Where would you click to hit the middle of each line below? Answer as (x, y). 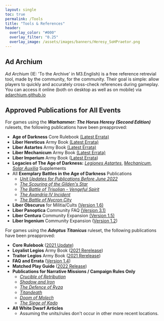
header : (13, 28)
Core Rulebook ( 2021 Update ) (43, 245)
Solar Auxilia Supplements (39, 168)
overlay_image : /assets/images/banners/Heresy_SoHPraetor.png (75, 42)
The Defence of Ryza (41, 287)
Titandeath (31, 292)
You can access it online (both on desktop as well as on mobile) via (73, 89)
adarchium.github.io (25, 95)
